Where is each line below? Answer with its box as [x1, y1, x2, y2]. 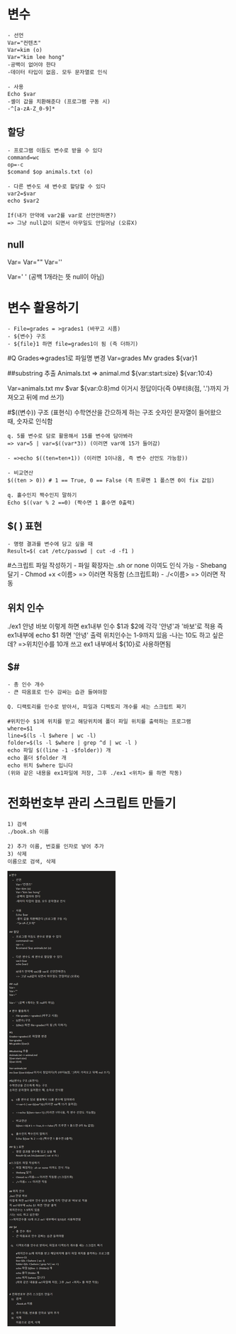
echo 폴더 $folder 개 [7, 754, 67, 761]
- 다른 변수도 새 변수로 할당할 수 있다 [7, 183, 106, 190]
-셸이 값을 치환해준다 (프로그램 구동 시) [7, 97, 111, 105]
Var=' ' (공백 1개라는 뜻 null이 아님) [7, 272, 105, 281]
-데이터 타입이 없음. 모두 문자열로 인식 [7, 68, 108, 75]
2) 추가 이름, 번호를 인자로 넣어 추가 [7, 842, 104, 850]
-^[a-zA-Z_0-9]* [7, 105, 55, 112]
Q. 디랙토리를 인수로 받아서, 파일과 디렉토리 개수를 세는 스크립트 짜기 [7, 703, 186, 710]
